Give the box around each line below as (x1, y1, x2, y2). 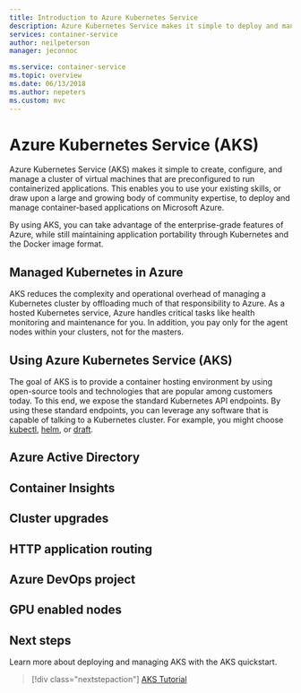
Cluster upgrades (9, 511, 109, 526)
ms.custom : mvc (9, 96, 66, 105)
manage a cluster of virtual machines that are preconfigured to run (9, 174, 255, 185)
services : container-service (9, 30, 118, 39)
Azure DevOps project (9, 572, 136, 587)
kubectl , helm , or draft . (9, 424, 94, 435)
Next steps (9, 633, 72, 648)
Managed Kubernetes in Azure (9, 264, 184, 280)
